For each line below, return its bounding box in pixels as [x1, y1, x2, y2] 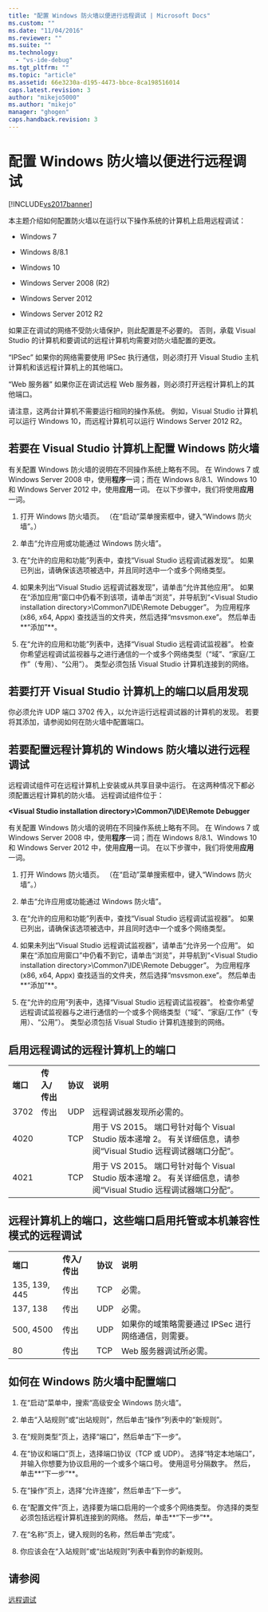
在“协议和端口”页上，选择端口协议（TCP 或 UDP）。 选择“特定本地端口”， [19, 1448, 259, 1458]
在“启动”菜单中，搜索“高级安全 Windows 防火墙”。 [19, 1397, 186, 1407]
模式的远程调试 [8, 1229, 82, 1243]
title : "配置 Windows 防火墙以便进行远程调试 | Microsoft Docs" [8, 11, 211, 20]
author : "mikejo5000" [8, 93, 81, 101]
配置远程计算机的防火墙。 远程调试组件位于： [14, 791, 164, 800]
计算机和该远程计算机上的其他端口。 [8, 362, 128, 372]
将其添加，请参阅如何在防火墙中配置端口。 [8, 717, 148, 727]
